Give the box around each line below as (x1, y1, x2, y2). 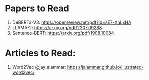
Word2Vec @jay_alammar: (12, 64, 66, 70)
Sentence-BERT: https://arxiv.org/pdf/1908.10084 (12, 30, 114, 36)
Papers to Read (5, 3, 69, 14)
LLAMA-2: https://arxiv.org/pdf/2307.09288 (12, 24, 102, 30)
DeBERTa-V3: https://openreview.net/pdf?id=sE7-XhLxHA (12, 19, 131, 25)
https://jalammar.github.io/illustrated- (67, 64, 144, 70)
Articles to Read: (5, 48, 76, 59)
